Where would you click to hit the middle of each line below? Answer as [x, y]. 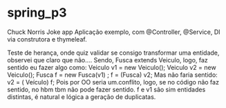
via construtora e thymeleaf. [47, 39]
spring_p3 [37, 13]
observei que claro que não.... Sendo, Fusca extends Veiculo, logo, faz [108, 60]
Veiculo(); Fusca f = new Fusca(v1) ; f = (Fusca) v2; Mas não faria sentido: [112, 75]
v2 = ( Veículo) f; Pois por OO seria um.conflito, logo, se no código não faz [113, 82]
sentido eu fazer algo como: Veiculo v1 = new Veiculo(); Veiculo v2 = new [112, 67]
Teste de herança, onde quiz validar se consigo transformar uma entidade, [113, 53]
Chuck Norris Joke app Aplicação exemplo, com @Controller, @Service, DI [114, 32]
